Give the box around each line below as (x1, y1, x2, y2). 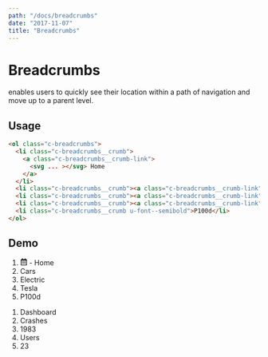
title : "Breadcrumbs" (8, 26, 81, 34)
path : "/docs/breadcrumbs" (8, 11, 98, 20)
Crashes (19, 315, 48, 325)
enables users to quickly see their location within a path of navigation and (8, 87, 250, 97)
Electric (19, 275, 45, 284)
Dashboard (19, 307, 57, 316)
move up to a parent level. (8, 96, 94, 105)
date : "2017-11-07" (8, 19, 73, 27)
